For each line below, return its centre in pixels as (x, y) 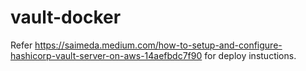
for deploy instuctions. (250, 55)
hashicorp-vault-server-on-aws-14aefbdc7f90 (106, 55)
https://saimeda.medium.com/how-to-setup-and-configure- (158, 45)
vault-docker (66, 17)
